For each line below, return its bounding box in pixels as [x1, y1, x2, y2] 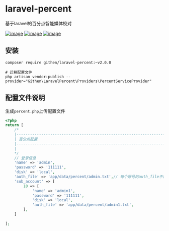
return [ [5, 123, 24, 128]
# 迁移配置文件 [5, 70, 33, 75]
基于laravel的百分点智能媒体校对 [5, 20, 72, 26]
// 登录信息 [14, 155, 36, 160]
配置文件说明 [5, 94, 45, 102]
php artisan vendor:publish [5, 74, 64, 79]
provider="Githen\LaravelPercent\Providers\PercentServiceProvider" [5, 79, 152, 84]
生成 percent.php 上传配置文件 [5, 108, 65, 114]
